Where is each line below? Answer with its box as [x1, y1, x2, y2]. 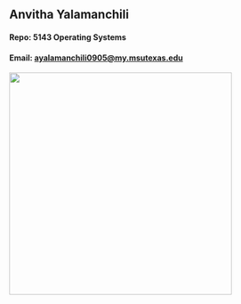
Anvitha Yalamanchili [9, 7, 129, 22]
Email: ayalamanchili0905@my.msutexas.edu [9, 52, 184, 63]
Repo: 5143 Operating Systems [9, 31, 127, 43]
